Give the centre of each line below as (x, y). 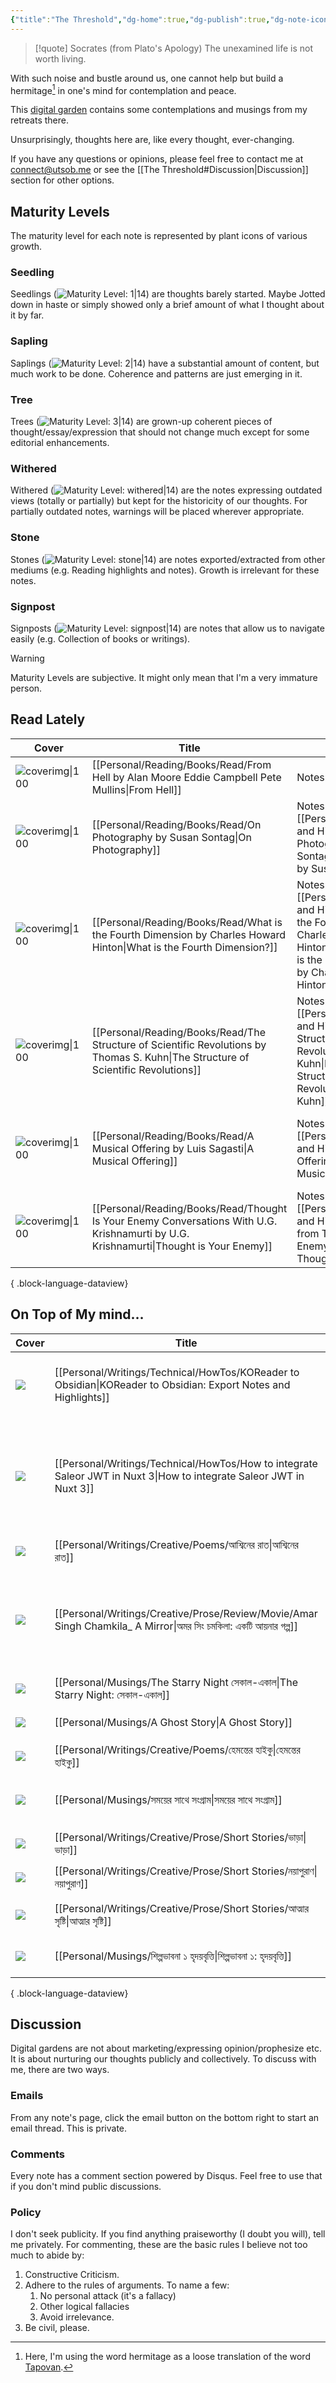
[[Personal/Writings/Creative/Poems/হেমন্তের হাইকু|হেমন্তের (177, 1749)
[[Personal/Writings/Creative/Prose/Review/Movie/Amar (186, 1613)
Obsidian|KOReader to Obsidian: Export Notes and (172, 1384)
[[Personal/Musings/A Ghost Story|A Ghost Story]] (173, 1722)
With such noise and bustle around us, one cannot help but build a (147, 78)
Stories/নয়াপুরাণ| (284, 1871)
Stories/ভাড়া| (279, 1837)
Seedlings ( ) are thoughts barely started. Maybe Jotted (168, 294)
